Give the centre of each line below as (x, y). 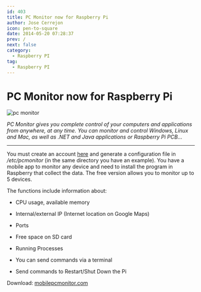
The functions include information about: (57, 191)
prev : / (16, 39)
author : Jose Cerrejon (35, 23)
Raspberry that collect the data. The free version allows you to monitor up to (101, 173)
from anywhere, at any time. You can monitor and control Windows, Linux (98, 131)
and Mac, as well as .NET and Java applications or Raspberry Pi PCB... (95, 137)
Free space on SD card (44, 237)
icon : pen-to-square (33, 28)
